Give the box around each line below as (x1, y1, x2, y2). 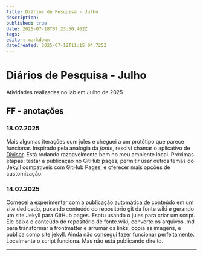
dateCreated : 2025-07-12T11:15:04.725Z (6, 43, 107, 49)
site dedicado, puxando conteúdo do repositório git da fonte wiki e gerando (6, 205, 195, 212)
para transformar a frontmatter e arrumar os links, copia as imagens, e (6, 224, 181, 231)
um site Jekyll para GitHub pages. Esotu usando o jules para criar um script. (6, 211, 196, 219)
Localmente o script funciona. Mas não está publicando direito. (6, 237, 164, 245)
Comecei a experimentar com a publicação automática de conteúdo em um (6, 199, 194, 206)
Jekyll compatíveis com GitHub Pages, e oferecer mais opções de (6, 164, 170, 171)
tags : (6, 31, 20, 37)
